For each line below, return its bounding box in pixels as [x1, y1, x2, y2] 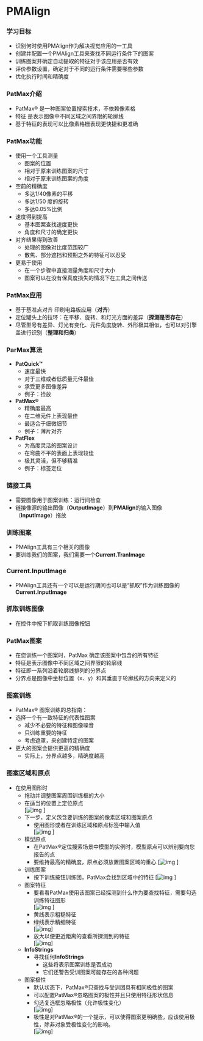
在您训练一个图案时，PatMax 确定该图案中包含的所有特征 [15, 651, 159, 659]
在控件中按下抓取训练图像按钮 [15, 620, 90, 627]
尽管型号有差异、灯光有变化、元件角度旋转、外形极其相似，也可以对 [15, 321, 187, 328]
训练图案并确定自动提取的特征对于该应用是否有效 [15, 57, 138, 65]
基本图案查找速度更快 [24, 221, 78, 228]
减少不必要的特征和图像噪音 [24, 722, 94, 729]
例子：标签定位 [24, 464, 62, 472]
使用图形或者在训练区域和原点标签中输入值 [33, 821, 141, 828]
